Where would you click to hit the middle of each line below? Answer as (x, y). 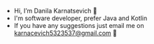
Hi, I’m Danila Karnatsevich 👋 (55, 11)
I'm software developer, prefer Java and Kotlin (80, 18)
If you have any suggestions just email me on (79, 25)
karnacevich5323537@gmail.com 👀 (65, 33)
